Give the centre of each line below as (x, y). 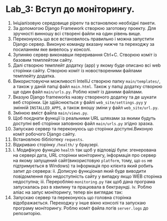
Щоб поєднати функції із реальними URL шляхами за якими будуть (84, 118)
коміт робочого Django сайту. (44, 134)
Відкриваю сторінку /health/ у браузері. (56, 144)
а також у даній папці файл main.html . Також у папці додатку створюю (87, 86)
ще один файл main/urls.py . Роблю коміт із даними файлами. (78, 92)
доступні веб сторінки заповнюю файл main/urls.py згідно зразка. (83, 123)
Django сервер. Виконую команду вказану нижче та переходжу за (83, 44)
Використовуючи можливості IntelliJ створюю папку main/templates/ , (87, 81)
